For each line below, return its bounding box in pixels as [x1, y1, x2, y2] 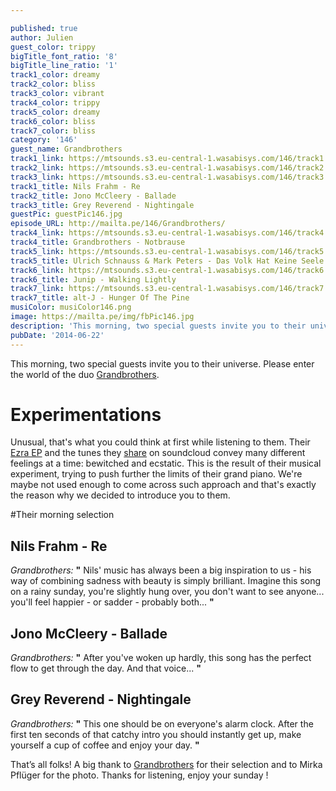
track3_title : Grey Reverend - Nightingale [10, 200, 195, 210]
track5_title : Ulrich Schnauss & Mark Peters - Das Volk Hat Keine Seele [10, 256, 325, 266]
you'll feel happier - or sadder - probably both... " [10, 596, 215, 608]
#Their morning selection [10, 509, 115, 521]
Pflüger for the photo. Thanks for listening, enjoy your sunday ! [10, 769, 269, 781]
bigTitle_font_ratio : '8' [10, 51, 118, 61]
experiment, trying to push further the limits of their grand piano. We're [10, 468, 303, 480]
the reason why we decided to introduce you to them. [10, 489, 231, 501]
